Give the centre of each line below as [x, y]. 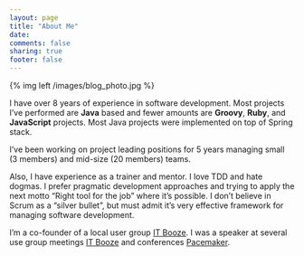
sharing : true [36, 52]
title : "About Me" [44, 26]
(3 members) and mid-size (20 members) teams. [100, 159]
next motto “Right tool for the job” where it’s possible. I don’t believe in [140, 196]
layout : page [34, 18]
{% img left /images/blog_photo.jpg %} [82, 85]
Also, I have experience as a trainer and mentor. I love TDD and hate [136, 176]
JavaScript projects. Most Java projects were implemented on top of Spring [151, 122]
